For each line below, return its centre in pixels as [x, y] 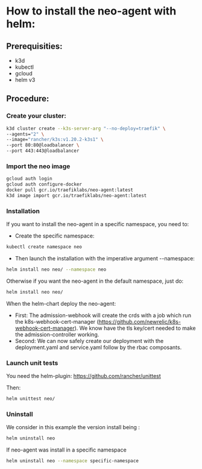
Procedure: [28, 99]
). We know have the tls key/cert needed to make [135, 328]
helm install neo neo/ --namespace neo [56, 269]
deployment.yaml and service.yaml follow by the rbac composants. [98, 347]
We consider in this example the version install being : [73, 427]
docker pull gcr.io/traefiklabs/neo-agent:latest [70, 190]
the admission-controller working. [57, 334]
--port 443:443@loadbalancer [43, 151]
